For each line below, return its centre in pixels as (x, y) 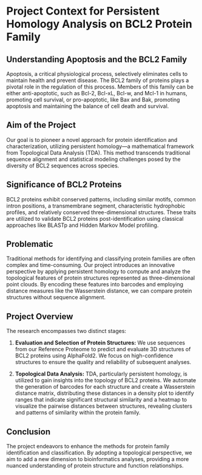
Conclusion (29, 432)
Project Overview (40, 316)
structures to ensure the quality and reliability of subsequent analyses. (103, 362)
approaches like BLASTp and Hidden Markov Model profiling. (82, 225)
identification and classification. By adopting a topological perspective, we (99, 453)
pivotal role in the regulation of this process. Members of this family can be (100, 87)
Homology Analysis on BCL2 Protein (99, 24)
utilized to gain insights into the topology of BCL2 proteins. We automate (106, 380)
